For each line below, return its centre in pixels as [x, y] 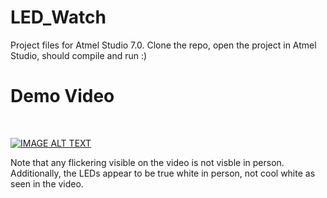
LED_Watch [58, 17]
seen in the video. [47, 183]
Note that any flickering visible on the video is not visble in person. [147, 162]
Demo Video [62, 96]
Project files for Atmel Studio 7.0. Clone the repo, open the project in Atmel [163, 45]
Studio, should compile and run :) [79, 55]
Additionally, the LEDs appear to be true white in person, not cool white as [163, 173]
